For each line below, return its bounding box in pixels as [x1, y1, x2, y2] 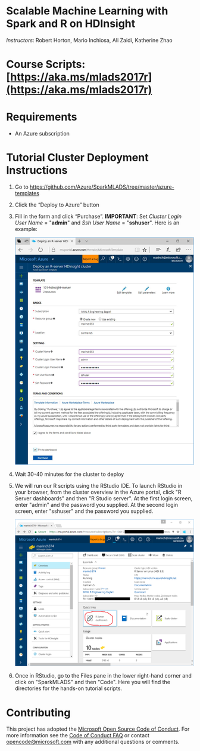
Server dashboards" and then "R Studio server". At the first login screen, [14, 494, 193, 502]
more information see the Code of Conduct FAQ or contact [6, 732, 150, 739]
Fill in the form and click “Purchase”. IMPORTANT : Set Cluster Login [14, 213, 182, 220]
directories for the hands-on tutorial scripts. [14, 685, 123, 692]
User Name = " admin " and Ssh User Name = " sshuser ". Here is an [14, 219, 180, 226]
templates [14, 190, 40, 196]
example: [14, 226, 37, 232]
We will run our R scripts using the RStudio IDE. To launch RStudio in [14, 482, 183, 489]
